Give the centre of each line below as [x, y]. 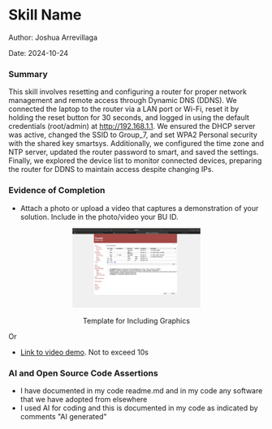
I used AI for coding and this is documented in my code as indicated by [139, 408]
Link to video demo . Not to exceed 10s [84, 352]
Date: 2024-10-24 [39, 53]
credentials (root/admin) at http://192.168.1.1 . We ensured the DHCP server [132, 127]
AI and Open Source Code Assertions [83, 373]
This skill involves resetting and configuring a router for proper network [128, 92]
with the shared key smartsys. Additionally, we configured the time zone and [136, 144]
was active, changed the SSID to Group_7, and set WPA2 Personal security [133, 135]
